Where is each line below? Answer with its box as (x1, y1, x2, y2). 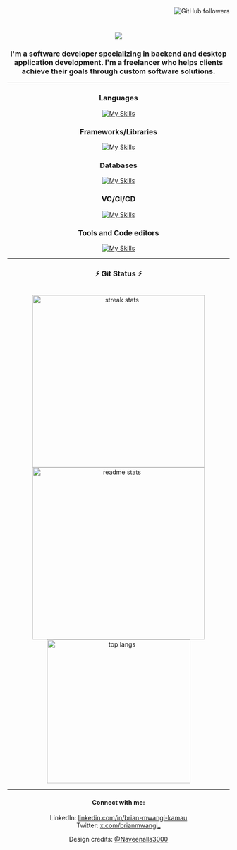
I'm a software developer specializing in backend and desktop (10, 49, 227, 59)
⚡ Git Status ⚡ (95, 268, 142, 278)
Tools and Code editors (78, 228, 159, 237)
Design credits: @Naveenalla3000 (68, 835, 169, 844)
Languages (98, 93, 139, 103)
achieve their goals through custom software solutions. (21, 66, 216, 76)
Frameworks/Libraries (80, 126, 157, 136)
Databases (99, 160, 138, 170)
